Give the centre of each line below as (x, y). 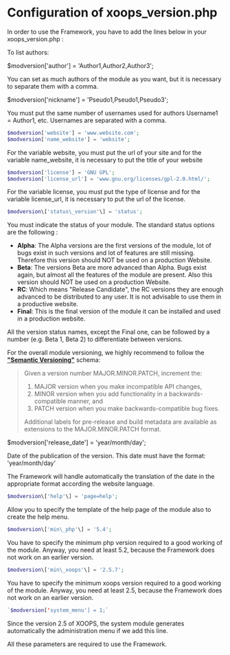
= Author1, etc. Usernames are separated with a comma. (87, 120)
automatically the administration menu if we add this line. (88, 630)
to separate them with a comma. (53, 86)
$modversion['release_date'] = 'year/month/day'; (77, 442)
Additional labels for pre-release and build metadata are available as (120, 422)
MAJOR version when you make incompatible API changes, (118, 387)
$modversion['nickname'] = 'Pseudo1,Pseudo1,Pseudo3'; (88, 99)
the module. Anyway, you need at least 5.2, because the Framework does (111, 550)
